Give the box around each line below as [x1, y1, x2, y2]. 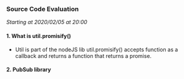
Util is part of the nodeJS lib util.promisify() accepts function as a [15, 46, 178, 53]
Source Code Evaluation [6, 5, 79, 13]
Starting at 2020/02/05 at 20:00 [6, 19, 87, 26]
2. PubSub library [6, 66, 52, 74]
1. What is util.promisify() [6, 32, 71, 39]
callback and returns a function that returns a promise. [15, 52, 152, 59]
